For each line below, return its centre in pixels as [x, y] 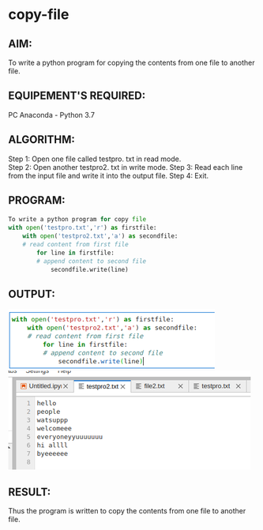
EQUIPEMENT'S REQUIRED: [77, 96]
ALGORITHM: [41, 140]
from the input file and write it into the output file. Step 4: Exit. [109, 175]
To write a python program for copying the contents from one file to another [131, 62]
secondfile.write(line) [89, 269]
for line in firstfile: [75, 253]
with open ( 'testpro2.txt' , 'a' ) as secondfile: [100, 236]
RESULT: [30, 492]
